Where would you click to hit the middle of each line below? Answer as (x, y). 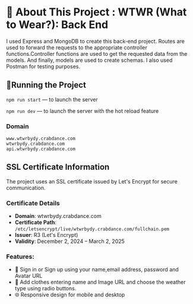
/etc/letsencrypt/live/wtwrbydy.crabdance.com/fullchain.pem (92, 229)
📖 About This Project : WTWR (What (96, 12)
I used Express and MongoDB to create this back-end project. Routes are (96, 41)
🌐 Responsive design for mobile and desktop (70, 295)
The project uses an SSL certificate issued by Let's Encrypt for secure (92, 181)
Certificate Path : (35, 223)
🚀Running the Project (46, 85)
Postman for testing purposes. (43, 66)
